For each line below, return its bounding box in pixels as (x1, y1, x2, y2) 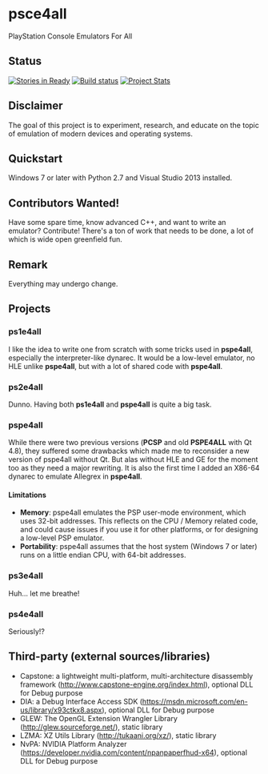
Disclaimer (8, 99, 63, 113)
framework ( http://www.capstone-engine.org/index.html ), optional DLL (19, 680, 254, 689)
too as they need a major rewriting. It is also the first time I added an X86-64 (8, 463, 260, 473)
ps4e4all (8, 608, 44, 620)
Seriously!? (8, 627, 46, 636)
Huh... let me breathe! (8, 588, 80, 598)
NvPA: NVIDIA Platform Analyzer (19, 739, 127, 748)
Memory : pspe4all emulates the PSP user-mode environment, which (19, 507, 246, 517)
